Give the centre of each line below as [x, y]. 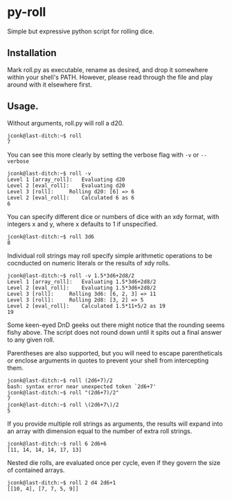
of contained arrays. [36, 470]
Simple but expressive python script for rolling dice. [81, 31]
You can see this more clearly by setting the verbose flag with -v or [103, 155]
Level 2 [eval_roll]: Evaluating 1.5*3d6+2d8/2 [82, 288]
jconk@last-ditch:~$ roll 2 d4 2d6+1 [62, 482]
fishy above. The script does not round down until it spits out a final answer [115, 332]
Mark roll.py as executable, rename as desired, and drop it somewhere [108, 69]
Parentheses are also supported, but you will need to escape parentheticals [115, 353]
